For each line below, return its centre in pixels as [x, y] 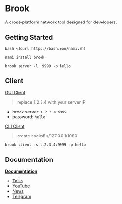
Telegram [22, 197]
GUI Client [15, 92]
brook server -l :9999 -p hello [38, 66]
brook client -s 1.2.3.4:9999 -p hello [46, 145]
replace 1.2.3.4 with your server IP [51, 102]
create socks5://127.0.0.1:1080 [47, 136]
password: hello [29, 117]
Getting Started [29, 37]
